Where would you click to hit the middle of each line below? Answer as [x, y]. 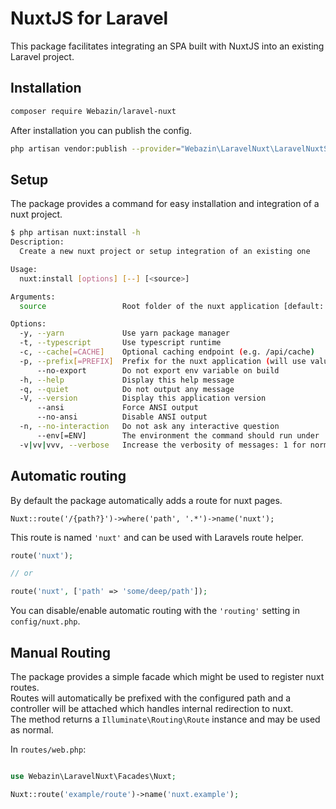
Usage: [24, 269]
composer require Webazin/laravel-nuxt [93, 111]
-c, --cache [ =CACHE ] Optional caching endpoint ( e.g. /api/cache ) [167, 352]
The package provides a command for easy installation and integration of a [165, 204]
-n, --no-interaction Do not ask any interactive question [149, 427]
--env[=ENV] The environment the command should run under [178, 435]
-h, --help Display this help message [127, 380]
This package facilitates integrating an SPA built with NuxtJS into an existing [167, 46]
